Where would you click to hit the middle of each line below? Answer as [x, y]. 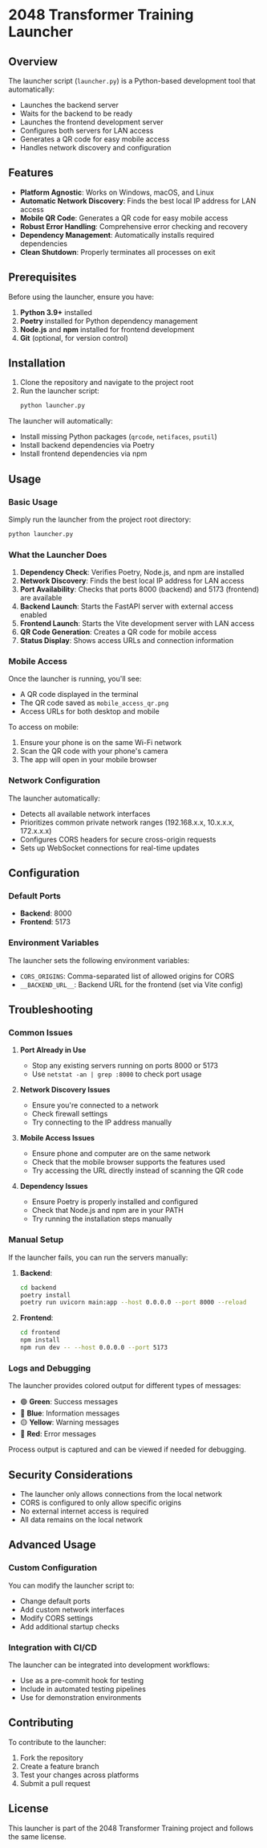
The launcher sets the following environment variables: [99, 960]
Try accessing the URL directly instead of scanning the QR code [138, 1170]
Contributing [41, 1723]
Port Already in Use [53, 1050]
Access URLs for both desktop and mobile [90, 711]
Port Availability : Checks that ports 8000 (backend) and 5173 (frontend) [140, 589]
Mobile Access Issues [57, 1138]
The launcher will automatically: [61, 421]
